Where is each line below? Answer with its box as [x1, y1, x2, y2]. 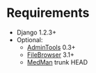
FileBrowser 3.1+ [26, 51, 74, 59]
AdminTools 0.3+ [26, 43, 76, 51]
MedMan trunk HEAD [26, 58, 88, 66]
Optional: [16, 35, 43, 44]
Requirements [6, 5, 90, 21]
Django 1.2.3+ [16, 28, 57, 36]
